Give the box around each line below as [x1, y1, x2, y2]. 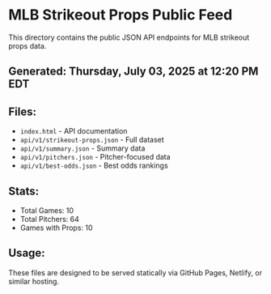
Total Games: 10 [19, 205, 74, 215]
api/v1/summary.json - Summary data [19, 143, 146, 153]
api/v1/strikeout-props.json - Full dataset [19, 135, 164, 145]
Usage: [8, 246, 46, 260]
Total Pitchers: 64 [19, 214, 79, 224]
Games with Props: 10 [19, 223, 93, 232]
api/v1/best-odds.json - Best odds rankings [19, 160, 168, 171]
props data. [8, 40, 47, 50]
